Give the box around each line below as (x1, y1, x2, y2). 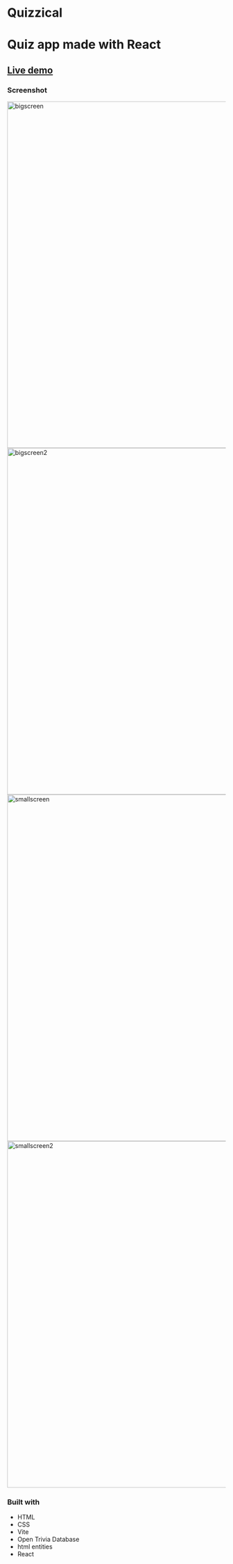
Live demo (7, 64, 53, 76)
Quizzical (7, 5, 63, 21)
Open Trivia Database (17, 1535, 80, 1544)
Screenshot (7, 85, 47, 95)
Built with (7, 1497, 40, 1507)
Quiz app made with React (7, 37, 162, 53)
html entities (17, 1542, 53, 1551)
